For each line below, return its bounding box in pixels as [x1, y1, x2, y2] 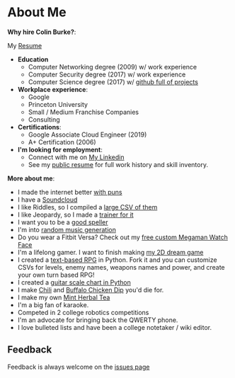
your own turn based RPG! [17, 270, 95, 279]
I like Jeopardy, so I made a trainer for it [17, 210, 134, 219]
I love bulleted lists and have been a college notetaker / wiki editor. [17, 323, 212, 331]
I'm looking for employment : [17, 145, 103, 154]
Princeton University [28, 100, 88, 108]
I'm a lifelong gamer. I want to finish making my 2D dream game [17, 248, 204, 256]
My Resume [7, 41, 42, 50]
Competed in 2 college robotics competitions [17, 308, 149, 316]
